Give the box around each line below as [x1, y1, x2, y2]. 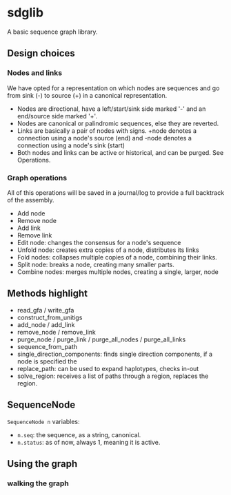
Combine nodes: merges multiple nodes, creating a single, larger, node [17, 267, 219, 276]
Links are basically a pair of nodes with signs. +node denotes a [17, 126, 197, 135]
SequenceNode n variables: [7, 417, 81, 425]
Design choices [7, 48, 76, 59]
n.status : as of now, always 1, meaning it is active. [17, 438, 161, 446]
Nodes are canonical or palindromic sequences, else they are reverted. [17, 119, 219, 127]
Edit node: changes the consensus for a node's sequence [17, 238, 181, 246]
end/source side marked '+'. [17, 112, 98, 120]
